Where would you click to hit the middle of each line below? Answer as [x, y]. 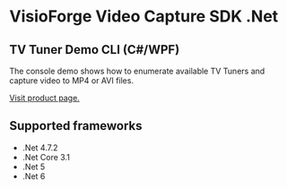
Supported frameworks [76, 126]
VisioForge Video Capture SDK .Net [144, 17]
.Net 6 [34, 176]
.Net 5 [34, 167]
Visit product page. [45, 98]
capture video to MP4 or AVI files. [72, 81]
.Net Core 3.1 [46, 157]
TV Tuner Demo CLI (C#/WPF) [95, 50]
